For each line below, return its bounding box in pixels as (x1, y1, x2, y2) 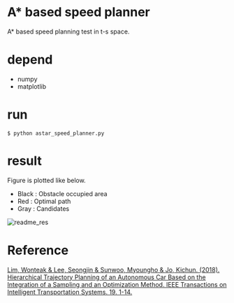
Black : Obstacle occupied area (17, 189, 108, 198)
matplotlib (17, 82, 47, 91)
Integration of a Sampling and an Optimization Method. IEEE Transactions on (7, 280, 227, 288)
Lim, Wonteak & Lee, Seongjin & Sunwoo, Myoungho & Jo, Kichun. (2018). (7, 265, 220, 274)
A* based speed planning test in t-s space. (7, 27, 130, 36)
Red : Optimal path (17, 197, 71, 205)
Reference (7, 242, 68, 258)
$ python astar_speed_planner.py (7, 130, 105, 137)
